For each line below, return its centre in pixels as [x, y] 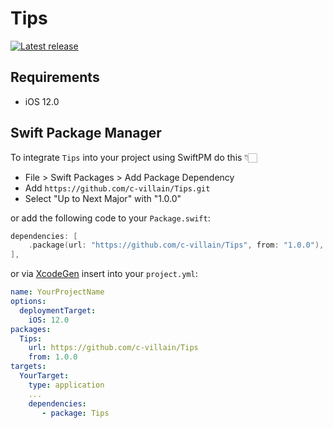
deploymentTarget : [58, 310]
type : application [66, 385]
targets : [28, 367]
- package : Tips [75, 413]
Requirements [55, 77]
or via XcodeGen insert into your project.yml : [104, 274]
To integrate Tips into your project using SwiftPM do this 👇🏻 [134, 157]
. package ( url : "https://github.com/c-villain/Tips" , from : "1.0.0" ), [176, 245]
